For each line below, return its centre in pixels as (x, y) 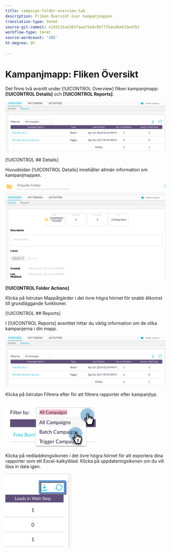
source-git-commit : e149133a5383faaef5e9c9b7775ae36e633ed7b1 (73, 27)
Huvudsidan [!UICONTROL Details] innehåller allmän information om (77, 170)
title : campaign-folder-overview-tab (45, 11)
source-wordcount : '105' (32, 38)
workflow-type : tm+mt (28, 32)
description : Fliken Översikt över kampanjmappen (59, 16)
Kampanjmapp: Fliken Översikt (72, 74)
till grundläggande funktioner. (36, 303)
